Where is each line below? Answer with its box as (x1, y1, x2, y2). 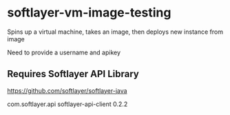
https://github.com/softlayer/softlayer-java (7, 86, 127, 94)
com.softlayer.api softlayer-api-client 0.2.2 (7, 100, 128, 108)
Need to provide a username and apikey (7, 48, 121, 56)
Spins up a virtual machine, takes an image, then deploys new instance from (7, 28, 224, 36)
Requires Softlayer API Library (7, 68, 139, 80)
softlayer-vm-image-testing (7, 5, 171, 21)
